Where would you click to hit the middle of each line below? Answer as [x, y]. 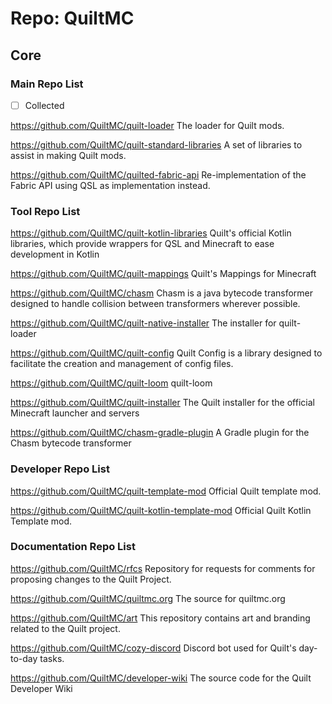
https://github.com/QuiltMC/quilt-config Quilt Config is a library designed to [166, 353]
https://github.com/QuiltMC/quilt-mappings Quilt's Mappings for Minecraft [163, 274]
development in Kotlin [55, 254]
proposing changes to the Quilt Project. [91, 579]
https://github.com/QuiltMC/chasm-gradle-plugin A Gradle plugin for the [160, 433]
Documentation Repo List [73, 547]
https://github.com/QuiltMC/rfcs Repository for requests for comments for [163, 568]
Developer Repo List [60, 469]
